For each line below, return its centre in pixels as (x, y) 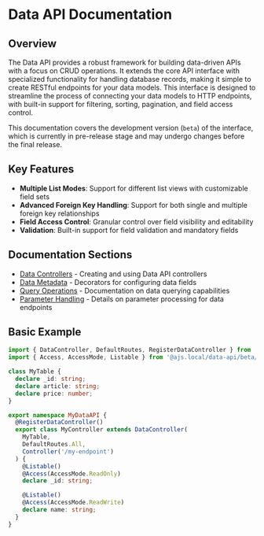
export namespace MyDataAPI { (58, 415)
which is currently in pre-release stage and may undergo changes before (126, 136)
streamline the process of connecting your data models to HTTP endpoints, (130, 96)
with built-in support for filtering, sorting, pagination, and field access (121, 104)
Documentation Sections (70, 255)
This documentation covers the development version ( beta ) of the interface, (131, 128)
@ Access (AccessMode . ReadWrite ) (73, 503)
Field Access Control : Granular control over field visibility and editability (136, 221)
